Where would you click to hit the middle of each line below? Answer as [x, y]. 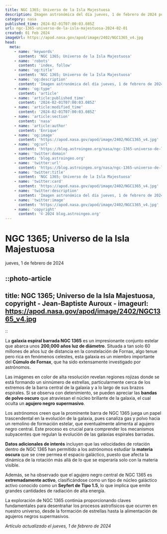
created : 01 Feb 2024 [28, 33]
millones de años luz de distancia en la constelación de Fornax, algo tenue [81, 351]
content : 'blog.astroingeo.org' [52, 158]
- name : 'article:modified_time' [49, 107]
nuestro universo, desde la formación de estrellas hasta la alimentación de [81, 511]
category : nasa [21, 19]
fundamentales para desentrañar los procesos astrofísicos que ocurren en [81, 506]
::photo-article [28, 279]
